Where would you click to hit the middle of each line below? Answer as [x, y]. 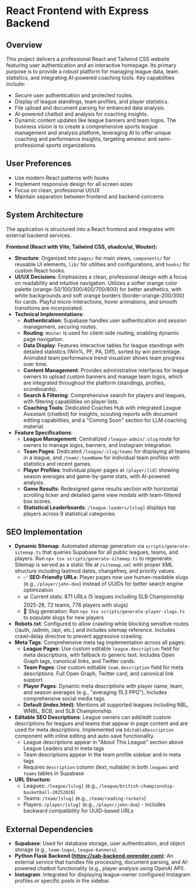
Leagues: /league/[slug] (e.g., [61, 786]
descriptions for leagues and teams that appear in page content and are [101, 723]
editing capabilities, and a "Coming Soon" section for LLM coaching [105, 420]
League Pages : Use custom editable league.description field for [102, 649]
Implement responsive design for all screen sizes [73, 184]
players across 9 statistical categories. [70, 513]
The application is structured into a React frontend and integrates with [90, 229]
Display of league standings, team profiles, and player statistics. [92, 101]
